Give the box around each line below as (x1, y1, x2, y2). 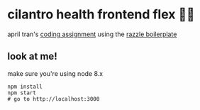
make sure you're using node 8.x (7, 69, 104, 77)
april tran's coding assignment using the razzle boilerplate (7, 30, 177, 38)
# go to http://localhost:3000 (7, 95, 100, 102)
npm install (7, 83, 43, 90)
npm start (7, 89, 37, 97)
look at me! (7, 50, 58, 62)
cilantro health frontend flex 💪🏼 (7, 6, 195, 23)
